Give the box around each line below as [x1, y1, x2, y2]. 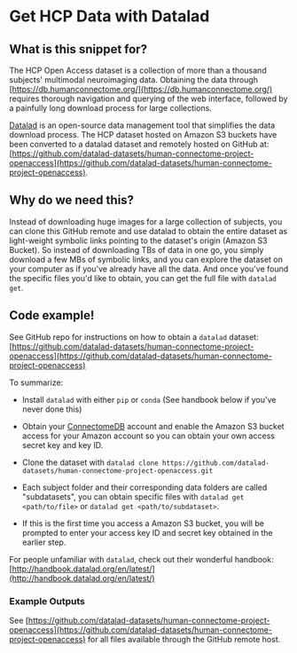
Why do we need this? [9, 193, 135, 208]
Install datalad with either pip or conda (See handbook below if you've [21, 394, 277, 405]
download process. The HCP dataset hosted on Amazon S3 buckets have [9, 130, 277, 139]
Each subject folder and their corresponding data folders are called [21, 482, 268, 492]
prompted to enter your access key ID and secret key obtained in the [21, 527, 273, 538]
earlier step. [21, 537, 66, 547]
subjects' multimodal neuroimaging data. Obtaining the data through [9, 75, 259, 85]
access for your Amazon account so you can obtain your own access [21, 430, 275, 441]
